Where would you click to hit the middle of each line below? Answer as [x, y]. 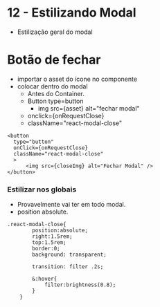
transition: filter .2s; [68, 267]
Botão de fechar [54, 60]
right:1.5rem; [52, 236]
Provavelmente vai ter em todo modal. [71, 205]
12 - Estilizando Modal [72, 13]
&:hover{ [45, 279]
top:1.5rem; [50, 243]
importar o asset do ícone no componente [77, 79]
